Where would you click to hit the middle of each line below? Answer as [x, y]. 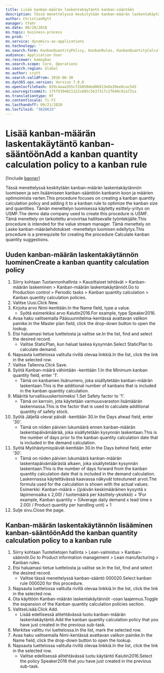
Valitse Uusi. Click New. [36, 303]
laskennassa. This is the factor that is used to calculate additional [84, 406]
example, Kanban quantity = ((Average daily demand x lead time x [86, 500]
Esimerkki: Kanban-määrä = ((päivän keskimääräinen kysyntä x [83, 489]
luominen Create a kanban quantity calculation [77, 262]
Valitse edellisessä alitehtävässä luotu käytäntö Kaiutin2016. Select [86, 656]
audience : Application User [34, 55]
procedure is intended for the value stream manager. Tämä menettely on [78, 224]
